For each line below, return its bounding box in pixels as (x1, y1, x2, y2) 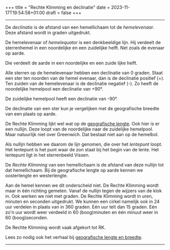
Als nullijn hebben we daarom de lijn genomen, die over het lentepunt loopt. (5, 141, 163, 147)
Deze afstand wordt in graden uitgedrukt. (5, 30, 91, 35)
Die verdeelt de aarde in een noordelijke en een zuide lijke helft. (5, 60, 138, 66)
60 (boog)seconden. (5, 215, 48, 221)
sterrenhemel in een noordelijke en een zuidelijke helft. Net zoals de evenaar (5, 45, 164, 51)
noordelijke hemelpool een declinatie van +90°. (5, 86, 103, 92)
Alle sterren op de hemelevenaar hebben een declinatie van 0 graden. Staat (5, 70, 163, 75)
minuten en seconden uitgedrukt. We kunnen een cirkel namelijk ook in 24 (5, 198, 160, 204)
